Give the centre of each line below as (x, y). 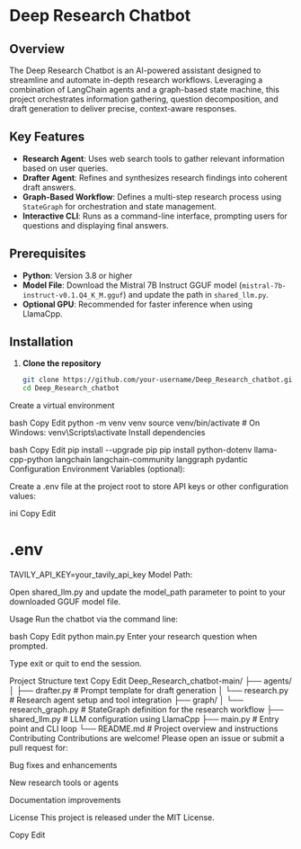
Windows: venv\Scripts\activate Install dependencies (107, 433)
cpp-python (31, 460)
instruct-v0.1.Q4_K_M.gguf (73, 295)
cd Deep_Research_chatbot (71, 389)
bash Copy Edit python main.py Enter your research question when (133, 637)
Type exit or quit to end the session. (75, 664)
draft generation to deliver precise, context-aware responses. (123, 108)
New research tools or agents (64, 782)
